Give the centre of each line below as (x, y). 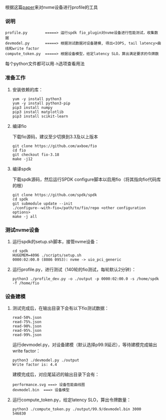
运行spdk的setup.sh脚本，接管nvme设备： (56, 241)
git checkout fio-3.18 (36, 155)
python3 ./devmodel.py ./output (46, 361)
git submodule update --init (42, 204)
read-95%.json (27, 331)
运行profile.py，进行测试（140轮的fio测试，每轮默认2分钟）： (74, 269)
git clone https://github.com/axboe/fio (55, 146)
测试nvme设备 (22, 230)
